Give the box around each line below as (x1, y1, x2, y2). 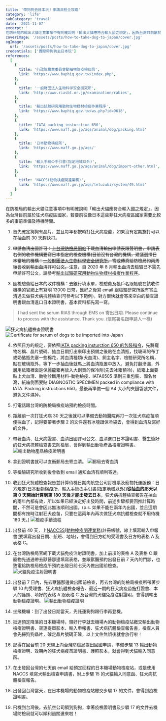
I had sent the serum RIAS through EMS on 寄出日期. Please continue (17, 309, 158, 315)
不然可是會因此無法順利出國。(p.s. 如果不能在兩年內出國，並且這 (21, 504, 153, 510)
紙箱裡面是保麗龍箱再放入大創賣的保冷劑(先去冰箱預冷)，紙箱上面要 (21, 367, 159, 373)
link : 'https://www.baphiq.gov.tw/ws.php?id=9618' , (18, 108, 127, 114)
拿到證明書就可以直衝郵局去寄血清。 (12, 459, 87, 464)
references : (5, 53, 30, 58)
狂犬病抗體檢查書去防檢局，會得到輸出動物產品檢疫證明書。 (17, 442, 138, 448)
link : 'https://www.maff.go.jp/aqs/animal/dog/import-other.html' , (18, 164, 161, 169)
